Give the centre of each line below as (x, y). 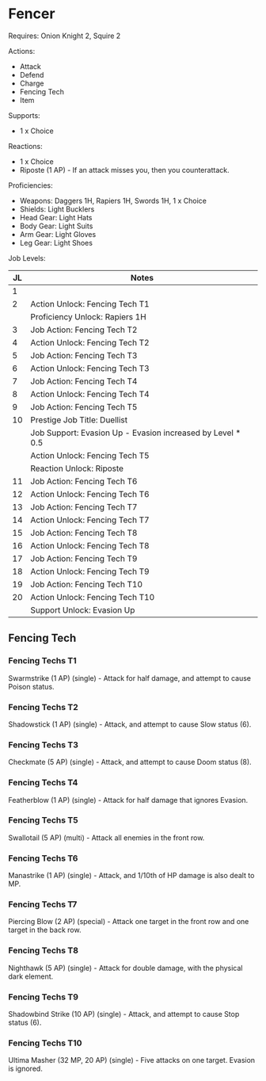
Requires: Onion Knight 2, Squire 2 (65, 36)
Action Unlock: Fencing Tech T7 (90, 520)
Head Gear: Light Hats (56, 217)
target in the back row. (45, 930)
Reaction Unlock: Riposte (77, 468)
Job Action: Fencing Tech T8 (84, 533)
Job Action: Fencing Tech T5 (84, 407)
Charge (32, 83)
